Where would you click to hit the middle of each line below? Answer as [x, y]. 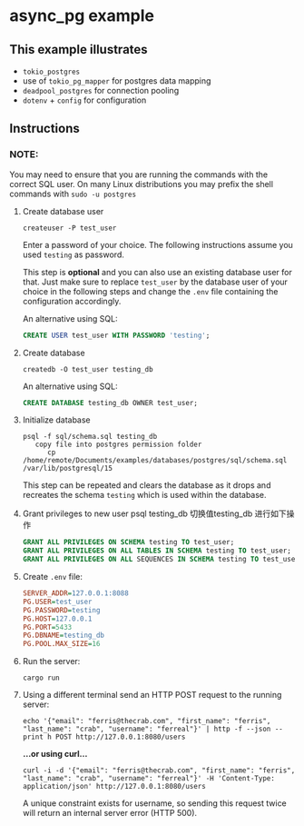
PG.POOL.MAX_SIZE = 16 [61, 644]
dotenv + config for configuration [84, 100]
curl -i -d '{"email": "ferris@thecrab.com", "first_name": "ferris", [159, 771]
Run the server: [51, 662]
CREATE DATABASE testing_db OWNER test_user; [110, 403]
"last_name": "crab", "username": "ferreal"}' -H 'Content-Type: [148, 779]
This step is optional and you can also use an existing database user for [157, 272]
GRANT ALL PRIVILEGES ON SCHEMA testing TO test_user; [128, 542]
